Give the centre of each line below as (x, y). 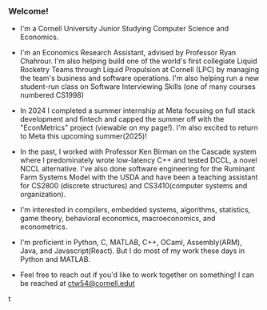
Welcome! (29, 11)
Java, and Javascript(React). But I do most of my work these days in (132, 251)
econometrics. (44, 227)
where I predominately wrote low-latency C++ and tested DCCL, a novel (138, 160)
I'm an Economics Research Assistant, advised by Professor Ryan (128, 53)
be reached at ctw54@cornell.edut (77, 284)
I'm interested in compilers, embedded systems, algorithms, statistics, (135, 210)
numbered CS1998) (52, 95)
